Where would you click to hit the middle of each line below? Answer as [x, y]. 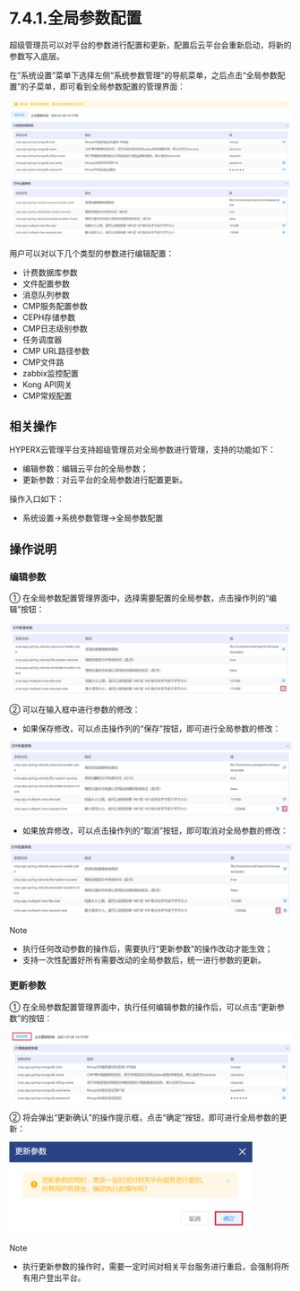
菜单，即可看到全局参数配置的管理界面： [111, 86]
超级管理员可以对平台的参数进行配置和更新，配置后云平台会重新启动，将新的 [150, 45]
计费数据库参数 [50, 272]
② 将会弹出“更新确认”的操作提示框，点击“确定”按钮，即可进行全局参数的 [145, 1117]
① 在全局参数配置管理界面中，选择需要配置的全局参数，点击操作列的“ [139, 598]
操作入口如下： [37, 499]
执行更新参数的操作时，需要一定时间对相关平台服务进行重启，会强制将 [152, 1267]
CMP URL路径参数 [56, 351]
